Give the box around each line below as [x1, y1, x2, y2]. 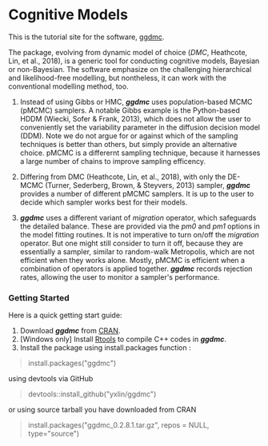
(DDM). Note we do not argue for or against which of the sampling [19, 130, 238, 141]
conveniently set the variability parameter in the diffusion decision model [19, 122, 260, 132]
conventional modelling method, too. [8, 82, 130, 91]
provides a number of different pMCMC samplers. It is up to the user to [19, 189, 254, 198]
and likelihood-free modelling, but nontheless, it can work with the [8, 73, 226, 82]
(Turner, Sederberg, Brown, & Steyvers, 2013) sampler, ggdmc [45, 180, 250, 189]
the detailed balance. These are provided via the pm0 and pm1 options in [19, 221, 260, 231]
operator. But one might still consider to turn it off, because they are [19, 238, 244, 248]
